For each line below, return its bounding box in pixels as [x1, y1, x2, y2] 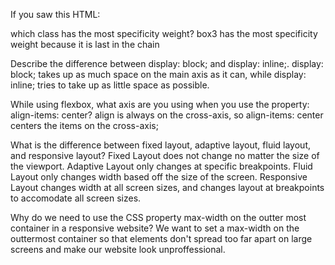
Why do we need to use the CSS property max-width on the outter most [10, 212, 307, 223]
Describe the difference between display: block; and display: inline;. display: [10, 58, 324, 69]
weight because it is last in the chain [10, 39, 160, 50]
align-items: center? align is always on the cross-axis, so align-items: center [10, 109, 324, 121]
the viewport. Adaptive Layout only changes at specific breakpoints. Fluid [10, 160, 313, 172]
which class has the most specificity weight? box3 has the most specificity [10, 28, 318, 39]
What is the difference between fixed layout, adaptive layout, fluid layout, [10, 139, 311, 151]
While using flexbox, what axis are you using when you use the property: [10, 99, 310, 110]
